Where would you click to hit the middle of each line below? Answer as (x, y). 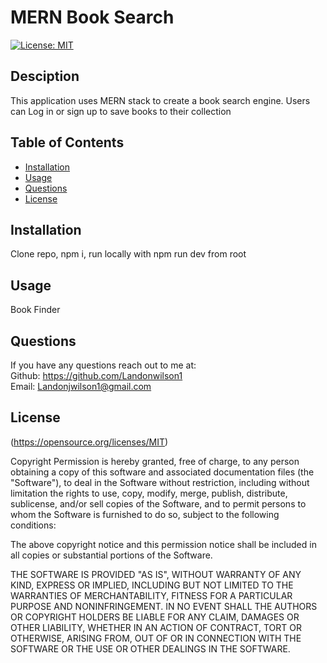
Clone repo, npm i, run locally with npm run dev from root (128, 254)
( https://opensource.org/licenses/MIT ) (89, 442)
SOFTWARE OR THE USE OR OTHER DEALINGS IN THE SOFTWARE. (150, 648)
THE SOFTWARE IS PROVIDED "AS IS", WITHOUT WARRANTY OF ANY (156, 574)
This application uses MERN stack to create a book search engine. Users (160, 100)
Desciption (45, 76)
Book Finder (35, 310)
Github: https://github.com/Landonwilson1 (96, 375)
